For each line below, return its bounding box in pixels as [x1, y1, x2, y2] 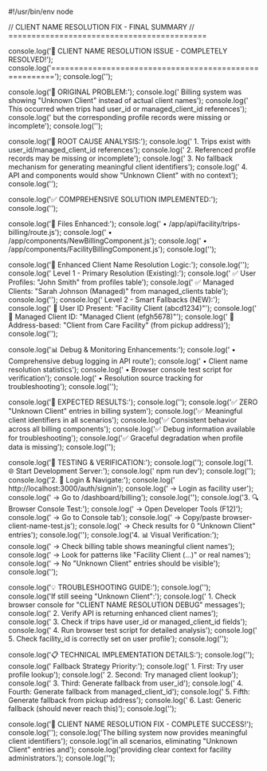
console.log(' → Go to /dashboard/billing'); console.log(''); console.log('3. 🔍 [8, 493, 259, 502]
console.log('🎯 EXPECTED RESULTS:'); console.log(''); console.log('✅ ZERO [8, 397, 258, 407]
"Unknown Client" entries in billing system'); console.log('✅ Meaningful [8, 407, 243, 415]
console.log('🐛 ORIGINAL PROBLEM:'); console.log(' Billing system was [8, 87, 242, 97]
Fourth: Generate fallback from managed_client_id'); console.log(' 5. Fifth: [8, 687, 250, 696]
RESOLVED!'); [8, 55, 53, 64]
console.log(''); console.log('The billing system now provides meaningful [8, 728, 248, 737]
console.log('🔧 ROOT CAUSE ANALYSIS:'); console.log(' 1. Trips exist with [8, 137, 251, 146]
